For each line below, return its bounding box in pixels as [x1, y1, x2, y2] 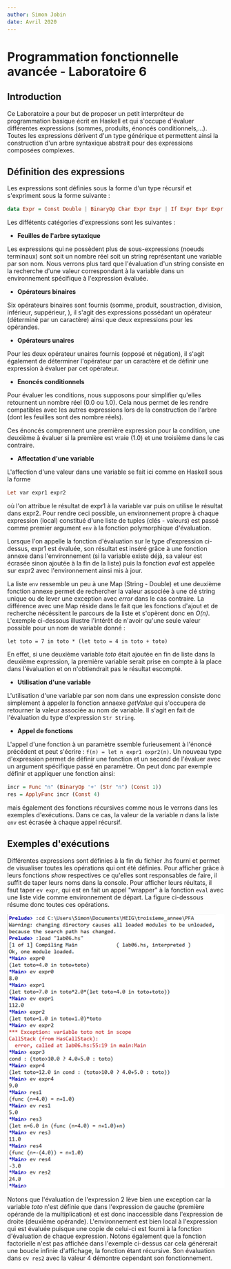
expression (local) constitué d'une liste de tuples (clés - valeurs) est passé [7, 517, 219, 525]
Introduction [7, 91, 62, 103]
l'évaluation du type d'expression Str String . [7, 714, 136, 722]
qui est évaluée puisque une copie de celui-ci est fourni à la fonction [7, 1225, 202, 1233]
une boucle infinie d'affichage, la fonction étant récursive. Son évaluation [7, 1247, 215, 1255]
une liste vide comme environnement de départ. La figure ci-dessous [7, 893, 203, 901]
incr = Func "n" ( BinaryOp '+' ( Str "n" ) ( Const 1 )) [7, 783, 162, 791]
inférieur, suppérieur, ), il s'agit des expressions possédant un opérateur [7, 308, 212, 317]
